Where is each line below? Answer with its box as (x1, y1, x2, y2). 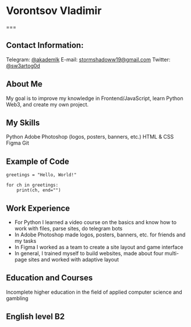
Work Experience (6, 203, 70, 213)
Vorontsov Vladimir (6, 4, 102, 18)
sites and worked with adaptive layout (28, 256, 119, 263)
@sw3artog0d (6, 62, 41, 69)
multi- (164, 250, 179, 257)
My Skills (6, 118, 40, 128)
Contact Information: (6, 40, 84, 50)
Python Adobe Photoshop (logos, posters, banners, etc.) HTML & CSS (6, 133, 174, 140)
